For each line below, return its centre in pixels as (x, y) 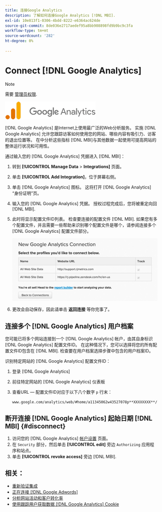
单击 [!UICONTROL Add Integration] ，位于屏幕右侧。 (65, 176)
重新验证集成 (25, 486)
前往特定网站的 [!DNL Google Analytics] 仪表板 (59, 382)
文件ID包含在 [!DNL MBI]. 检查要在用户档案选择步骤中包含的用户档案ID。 (81, 351)
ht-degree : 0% (19, 41)
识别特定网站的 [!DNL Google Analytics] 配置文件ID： (58, 361)
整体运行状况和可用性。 (28, 146)
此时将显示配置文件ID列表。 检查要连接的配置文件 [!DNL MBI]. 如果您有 (82, 219)
